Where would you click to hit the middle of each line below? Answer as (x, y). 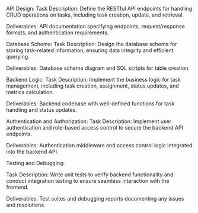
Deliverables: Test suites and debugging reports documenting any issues (95, 199)
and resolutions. (26, 205)
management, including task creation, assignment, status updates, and (92, 86)
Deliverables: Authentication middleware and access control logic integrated (99, 145)
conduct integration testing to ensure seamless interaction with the (88, 181)
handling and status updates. (41, 110)
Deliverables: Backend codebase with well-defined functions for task (90, 104)
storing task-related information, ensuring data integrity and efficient (90, 50)
